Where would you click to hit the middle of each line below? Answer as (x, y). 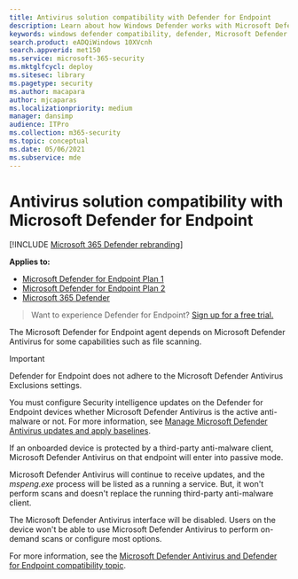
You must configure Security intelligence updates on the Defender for (136, 403)
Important (27, 359)
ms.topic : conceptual (49, 141)
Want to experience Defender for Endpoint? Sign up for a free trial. (152, 315)
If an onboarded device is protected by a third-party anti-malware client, (141, 448)
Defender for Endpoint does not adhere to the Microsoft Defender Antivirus (146, 376)
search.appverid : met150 (55, 51)
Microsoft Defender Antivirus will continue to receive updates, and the (137, 474)
